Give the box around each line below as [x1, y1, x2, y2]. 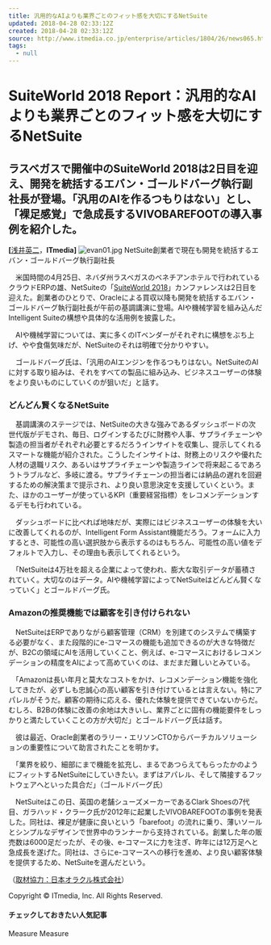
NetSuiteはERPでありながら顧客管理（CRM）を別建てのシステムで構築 [15, 627, 250, 636]
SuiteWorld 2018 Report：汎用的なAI [8, 86, 256, 105]
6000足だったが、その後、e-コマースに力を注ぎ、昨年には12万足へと [29, 837, 259, 846]
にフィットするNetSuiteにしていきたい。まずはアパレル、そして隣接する [8, 769, 248, 779]
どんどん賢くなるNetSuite [8, 399, 110, 410]
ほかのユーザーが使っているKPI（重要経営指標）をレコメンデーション [22, 490, 252, 500]
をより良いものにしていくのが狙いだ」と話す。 [8, 377, 163, 387]
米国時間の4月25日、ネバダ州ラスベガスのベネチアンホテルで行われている [15, 272, 261, 282]
